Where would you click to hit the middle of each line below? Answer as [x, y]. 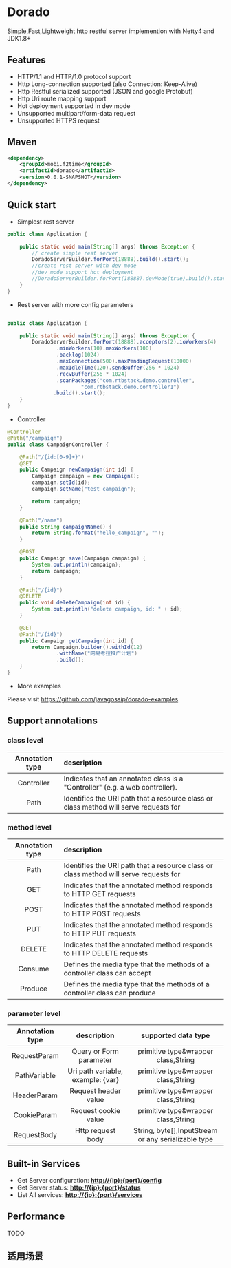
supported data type [175, 1035]
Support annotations [53, 721]
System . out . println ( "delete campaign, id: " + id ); [108, 609]
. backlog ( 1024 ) [78, 355]
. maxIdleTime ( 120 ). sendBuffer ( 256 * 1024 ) [118, 368]
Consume [34, 969]
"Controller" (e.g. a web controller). [120, 787]
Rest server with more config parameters [75, 304]
